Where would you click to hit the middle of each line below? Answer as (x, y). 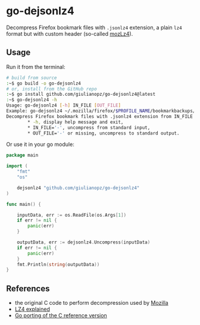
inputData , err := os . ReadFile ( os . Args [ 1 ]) (72, 215)
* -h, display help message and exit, (76, 122)
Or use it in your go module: (40, 145)
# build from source (32, 78)
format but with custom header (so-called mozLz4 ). (70, 33)
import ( (17, 166)
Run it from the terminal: (36, 67)
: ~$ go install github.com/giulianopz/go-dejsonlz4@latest (81, 94)
